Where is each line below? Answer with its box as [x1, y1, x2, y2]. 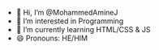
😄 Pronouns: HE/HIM [15, 33, 88, 43]
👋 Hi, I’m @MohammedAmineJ [15, 8, 118, 17]
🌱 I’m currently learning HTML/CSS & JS [15, 25, 151, 34]
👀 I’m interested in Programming [15, 16, 124, 26]
